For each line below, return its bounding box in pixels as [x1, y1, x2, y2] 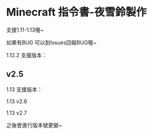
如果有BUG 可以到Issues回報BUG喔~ [6, 39, 97, 46]
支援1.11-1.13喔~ [6, 26, 44, 33]
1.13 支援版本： [6, 86, 43, 93]
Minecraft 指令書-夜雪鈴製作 [6, 5, 147, 19]
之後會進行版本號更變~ [6, 121, 63, 129]
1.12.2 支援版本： [6, 51, 48, 58]
